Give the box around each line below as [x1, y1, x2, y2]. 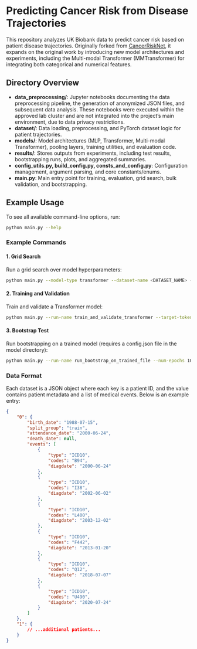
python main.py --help [6, 225, 62, 230]
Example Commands [6, 239, 66, 247]
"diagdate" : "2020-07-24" [47, 599, 111, 605]
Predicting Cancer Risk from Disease [6, 4, 189, 18]
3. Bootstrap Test [6, 327, 49, 334]
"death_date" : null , [27, 436, 77, 442]
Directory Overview [6, 78, 79, 88]
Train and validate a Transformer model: [6, 303, 103, 310]
